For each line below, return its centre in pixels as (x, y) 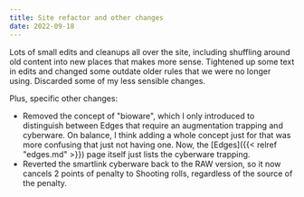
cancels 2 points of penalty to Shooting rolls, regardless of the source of (157, 174)
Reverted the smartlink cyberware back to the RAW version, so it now (152, 164)
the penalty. (45, 183)
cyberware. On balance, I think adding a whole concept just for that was (157, 135)
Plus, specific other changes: (64, 98)
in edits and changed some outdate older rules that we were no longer (140, 71)
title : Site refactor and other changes (87, 18)
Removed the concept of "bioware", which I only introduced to (138, 116)
